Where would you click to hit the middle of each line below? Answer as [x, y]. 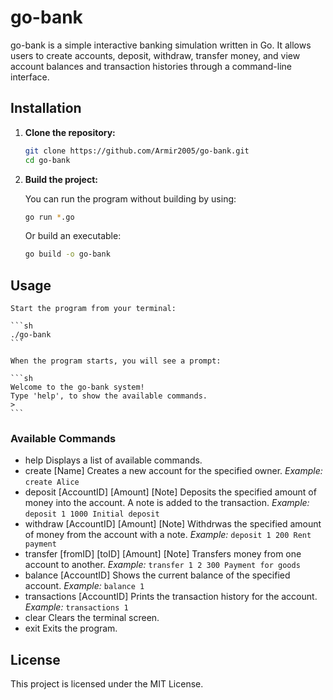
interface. [30, 77]
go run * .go [49, 217]
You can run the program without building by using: [130, 198]
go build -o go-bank [67, 254]
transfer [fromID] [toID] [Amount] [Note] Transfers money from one [163, 554]
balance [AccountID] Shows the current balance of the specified [157, 575]
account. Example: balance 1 [84, 586]
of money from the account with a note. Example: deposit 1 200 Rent [168, 535]
